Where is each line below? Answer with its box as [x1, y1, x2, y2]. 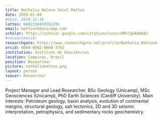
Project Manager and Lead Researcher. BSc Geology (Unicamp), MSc [5, 87, 150, 93]
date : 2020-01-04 [5, 12, 42, 17]
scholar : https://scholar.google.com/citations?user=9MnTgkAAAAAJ [5, 31, 148, 36]
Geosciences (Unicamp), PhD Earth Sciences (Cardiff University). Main [5, 92, 153, 99]
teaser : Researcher [5, 73, 47, 78]
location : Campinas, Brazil [5, 54, 65, 60]
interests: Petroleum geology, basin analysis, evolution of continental [5, 98, 149, 104]
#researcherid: [5, 36, 37, 41]
